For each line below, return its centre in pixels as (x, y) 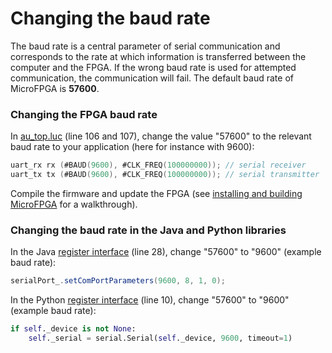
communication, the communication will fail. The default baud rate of (152, 78)
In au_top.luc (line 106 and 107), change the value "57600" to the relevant (161, 136)
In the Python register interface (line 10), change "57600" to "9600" (150, 300)
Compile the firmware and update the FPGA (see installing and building (156, 193)
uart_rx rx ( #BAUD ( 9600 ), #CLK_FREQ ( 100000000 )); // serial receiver (158, 165)
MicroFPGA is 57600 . (55, 88)
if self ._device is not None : (73, 329)
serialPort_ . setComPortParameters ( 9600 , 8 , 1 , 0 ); (118, 281)
